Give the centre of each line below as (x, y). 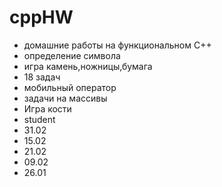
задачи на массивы (65, 98)
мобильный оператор (70, 87)
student (39, 119)
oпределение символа (72, 55)
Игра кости (47, 108)
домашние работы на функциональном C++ (117, 45)
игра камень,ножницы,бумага (88, 66)
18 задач (42, 77)
